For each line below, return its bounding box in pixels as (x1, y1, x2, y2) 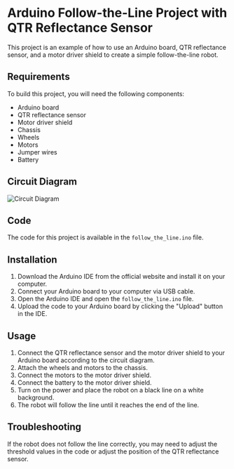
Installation (7, 253, 57, 265)
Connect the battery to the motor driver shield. (17, 378, 152, 387)
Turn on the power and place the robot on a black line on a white (17, 386, 205, 394)
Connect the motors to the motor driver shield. (17, 371, 152, 379)
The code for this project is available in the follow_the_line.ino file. (7, 233, 204, 242)
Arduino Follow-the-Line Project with (7, 5, 228, 21)
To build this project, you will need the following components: (7, 89, 184, 98)
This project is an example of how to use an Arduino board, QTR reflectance (7, 43, 226, 51)
